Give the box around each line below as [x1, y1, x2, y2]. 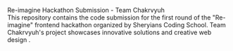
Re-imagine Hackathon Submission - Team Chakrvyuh [7, 6, 165, 14]
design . [7, 36, 31, 44]
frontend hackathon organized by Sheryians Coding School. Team [34, 21, 227, 29]
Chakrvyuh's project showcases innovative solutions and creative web [7, 28, 212, 36]
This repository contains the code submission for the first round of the [7, 13, 211, 22]
